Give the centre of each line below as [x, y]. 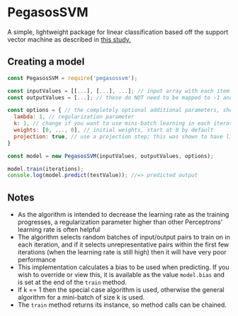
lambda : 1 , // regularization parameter [74, 117]
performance [37, 260]
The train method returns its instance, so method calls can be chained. [122, 305]
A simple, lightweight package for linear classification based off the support [118, 32]
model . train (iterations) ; [45, 169]
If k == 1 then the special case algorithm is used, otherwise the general [121, 290]
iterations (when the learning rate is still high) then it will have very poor [122, 252]
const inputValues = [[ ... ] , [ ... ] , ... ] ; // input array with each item [119, 91]
